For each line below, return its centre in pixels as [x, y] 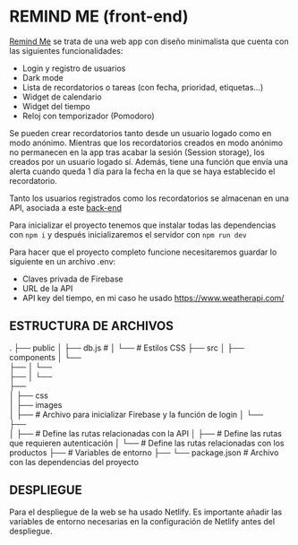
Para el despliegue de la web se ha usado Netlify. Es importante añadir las [146, 512]
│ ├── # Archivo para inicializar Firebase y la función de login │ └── [136, 414]
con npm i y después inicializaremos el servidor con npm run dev [128, 234]
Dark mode [43, 77]
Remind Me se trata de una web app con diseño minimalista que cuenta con [149, 41]
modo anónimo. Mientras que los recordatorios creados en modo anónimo [146, 143]
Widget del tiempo [56, 106]
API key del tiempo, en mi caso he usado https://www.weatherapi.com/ [153, 298]
